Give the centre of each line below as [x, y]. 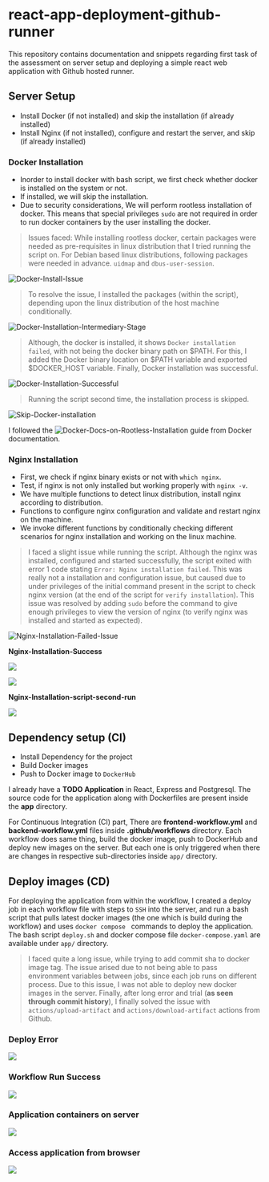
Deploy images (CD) [59, 881]
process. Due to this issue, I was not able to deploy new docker [132, 984]
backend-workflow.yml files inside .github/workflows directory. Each [125, 831]
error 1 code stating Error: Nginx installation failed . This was [135, 569]
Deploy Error [33, 1039]
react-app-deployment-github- [115, 15]
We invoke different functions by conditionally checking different [126, 528]
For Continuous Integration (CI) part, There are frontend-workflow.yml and [133, 822]
